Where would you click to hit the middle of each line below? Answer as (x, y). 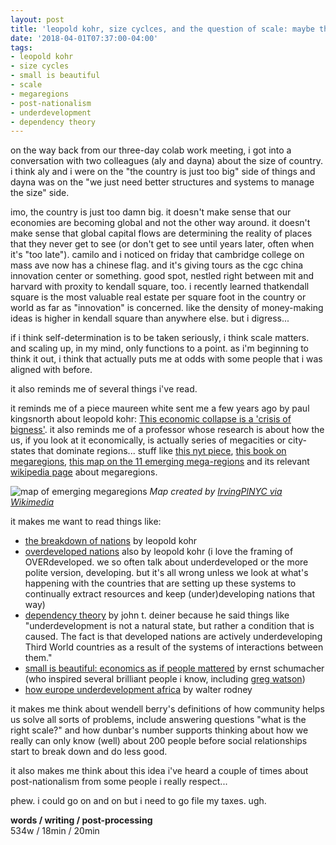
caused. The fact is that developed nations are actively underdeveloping (173, 637)
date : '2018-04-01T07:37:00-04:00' (84, 38)
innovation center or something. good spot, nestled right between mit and (162, 276)
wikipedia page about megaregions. (84, 472)
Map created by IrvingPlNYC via (216, 492)
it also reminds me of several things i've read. (104, 389)
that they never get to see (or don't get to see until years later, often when (162, 244)
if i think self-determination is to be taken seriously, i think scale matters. (160, 338)
